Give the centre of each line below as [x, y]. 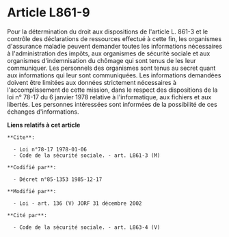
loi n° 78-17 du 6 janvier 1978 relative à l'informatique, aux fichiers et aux [109, 97]
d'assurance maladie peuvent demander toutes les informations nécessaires [114, 46]
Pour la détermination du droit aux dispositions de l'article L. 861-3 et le [108, 32]
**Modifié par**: [32, 191]
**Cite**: [21, 137]
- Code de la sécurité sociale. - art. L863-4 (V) [87, 227]
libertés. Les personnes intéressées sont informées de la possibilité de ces [112, 104]
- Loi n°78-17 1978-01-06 [50, 149]
